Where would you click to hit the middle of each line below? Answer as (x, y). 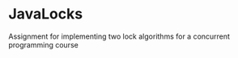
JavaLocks (46, 14)
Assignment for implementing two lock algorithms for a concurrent (119, 36)
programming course (43, 44)
